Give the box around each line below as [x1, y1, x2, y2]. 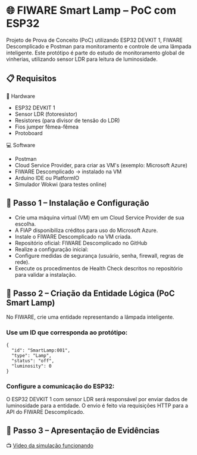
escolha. [14, 220, 36, 227]
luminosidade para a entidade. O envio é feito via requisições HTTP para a [6, 402, 189, 409]
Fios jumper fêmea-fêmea [14, 123, 79, 130]
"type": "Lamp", [11, 352, 52, 359]
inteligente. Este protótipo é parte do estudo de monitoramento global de [6, 49, 185, 56]
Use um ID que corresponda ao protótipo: [6, 328, 128, 337]
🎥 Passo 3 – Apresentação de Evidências [6, 426, 160, 436]
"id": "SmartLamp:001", [11, 347, 70, 353]
